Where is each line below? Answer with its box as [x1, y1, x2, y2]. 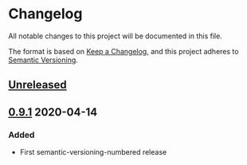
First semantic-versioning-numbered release [19, 147, 167, 157]
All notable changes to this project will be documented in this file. [8, 31, 223, 41]
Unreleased [8, 78, 68, 92]
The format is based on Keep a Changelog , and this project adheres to [8, 46, 239, 56]
